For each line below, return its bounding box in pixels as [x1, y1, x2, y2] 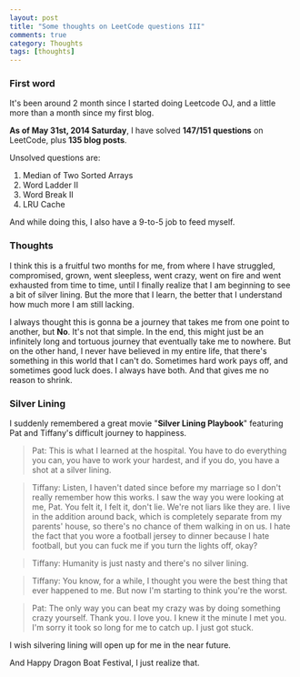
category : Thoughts [9, 38, 84, 48]
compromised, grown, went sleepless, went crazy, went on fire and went [9, 269, 282, 280]
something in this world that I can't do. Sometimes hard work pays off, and [9, 355, 288, 366]
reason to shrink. [9, 374, 73, 385]
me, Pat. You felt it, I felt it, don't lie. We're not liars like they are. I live [31, 501, 291, 512]
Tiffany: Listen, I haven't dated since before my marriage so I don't [31, 482, 282, 493]
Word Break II [22, 189, 75, 200]
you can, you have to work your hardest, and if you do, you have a [31, 455, 280, 466]
